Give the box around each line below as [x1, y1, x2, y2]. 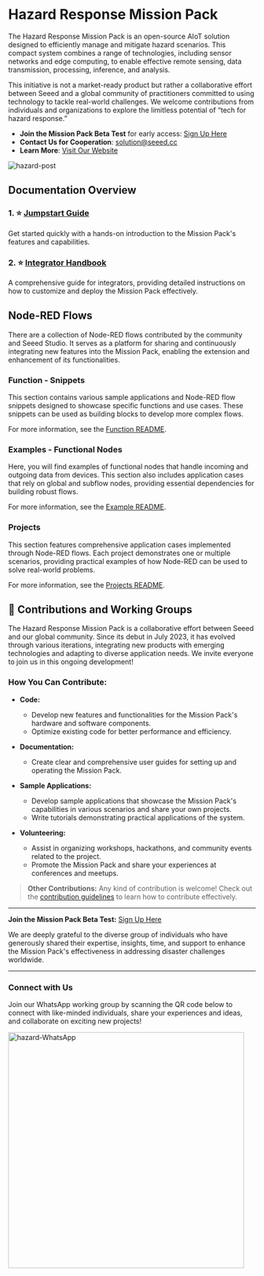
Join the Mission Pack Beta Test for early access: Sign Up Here [19, 128, 228, 138]
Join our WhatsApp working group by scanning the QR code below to [8, 1000, 233, 1009]
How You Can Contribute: [8, 677, 108, 688]
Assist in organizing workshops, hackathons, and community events [31, 843, 252, 853]
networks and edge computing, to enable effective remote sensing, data [8, 57, 242, 66]
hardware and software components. [31, 718, 152, 728]
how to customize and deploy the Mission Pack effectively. [8, 286, 199, 296]
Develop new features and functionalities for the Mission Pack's [31, 710, 238, 719]
